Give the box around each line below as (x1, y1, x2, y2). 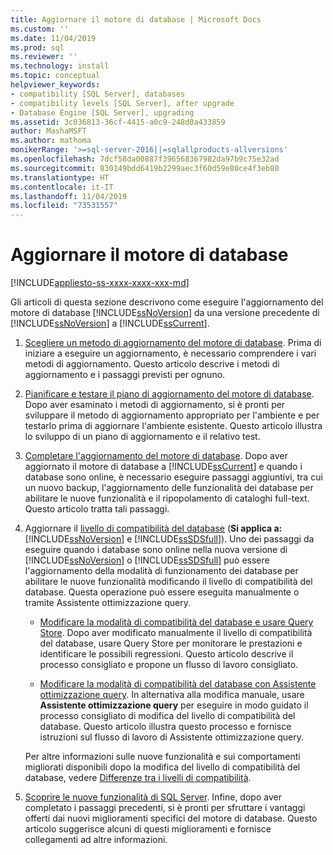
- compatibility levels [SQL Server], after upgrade (10, 98, 235, 108)
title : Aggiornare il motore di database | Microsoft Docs (10, 14, 262, 25)
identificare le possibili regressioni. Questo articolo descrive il (39, 648, 294, 660)
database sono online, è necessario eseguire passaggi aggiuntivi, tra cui (24, 471, 323, 483)
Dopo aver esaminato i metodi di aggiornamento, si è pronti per (24, 399, 286, 411)
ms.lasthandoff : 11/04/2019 (10, 191, 128, 201)
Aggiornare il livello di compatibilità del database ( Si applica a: (24, 522, 283, 535)
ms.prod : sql (10, 42, 65, 53)
